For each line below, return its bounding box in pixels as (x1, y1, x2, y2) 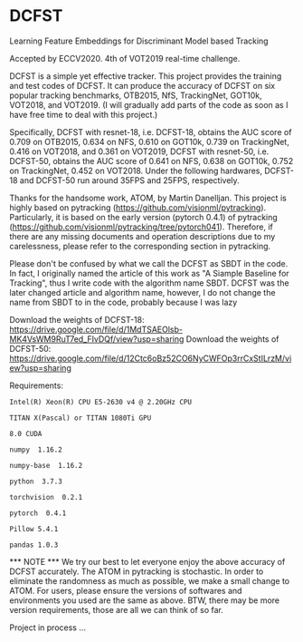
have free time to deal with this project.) (9, 109, 158, 120)
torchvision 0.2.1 (9, 492, 83, 501)
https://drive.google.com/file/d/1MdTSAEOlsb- (9, 324, 184, 335)
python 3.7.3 (9, 477, 63, 486)
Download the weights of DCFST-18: (9, 314, 145, 325)
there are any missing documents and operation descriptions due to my (9, 230, 276, 241)
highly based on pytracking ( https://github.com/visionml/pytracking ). (9, 201, 267, 213)
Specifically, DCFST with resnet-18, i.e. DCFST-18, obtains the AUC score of (9, 126, 292, 137)
